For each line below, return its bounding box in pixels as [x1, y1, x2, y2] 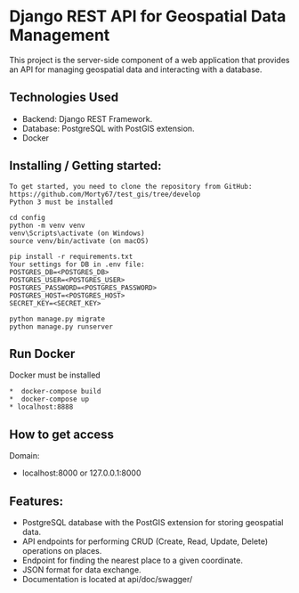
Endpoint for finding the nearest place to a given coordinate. [21, 555, 243, 565]
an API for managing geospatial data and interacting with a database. [9, 64, 263, 75]
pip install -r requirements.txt [9, 252, 133, 261]
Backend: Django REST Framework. [21, 113, 153, 124]
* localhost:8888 [9, 402, 74, 411]
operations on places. [21, 546, 102, 556]
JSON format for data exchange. [21, 565, 141, 575]
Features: [9, 493, 64, 508]
